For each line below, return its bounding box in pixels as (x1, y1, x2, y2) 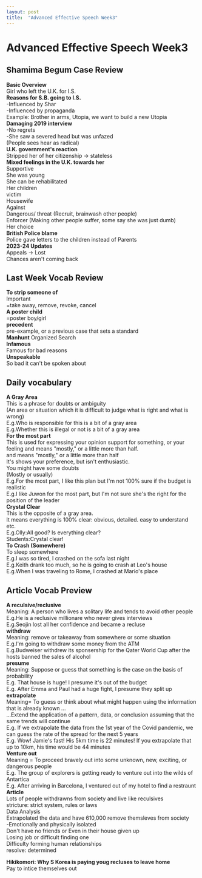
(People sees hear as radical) (6, 139, 80, 146)
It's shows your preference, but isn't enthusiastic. (6, 458, 130, 465)
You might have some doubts (6, 465, 79, 472)
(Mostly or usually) (6, 471, 53, 478)
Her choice (6, 223, 34, 230)
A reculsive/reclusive (6, 601, 62, 608)
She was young (6, 171, 45, 179)
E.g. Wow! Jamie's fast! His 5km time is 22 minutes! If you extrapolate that (6, 737, 192, 744)
